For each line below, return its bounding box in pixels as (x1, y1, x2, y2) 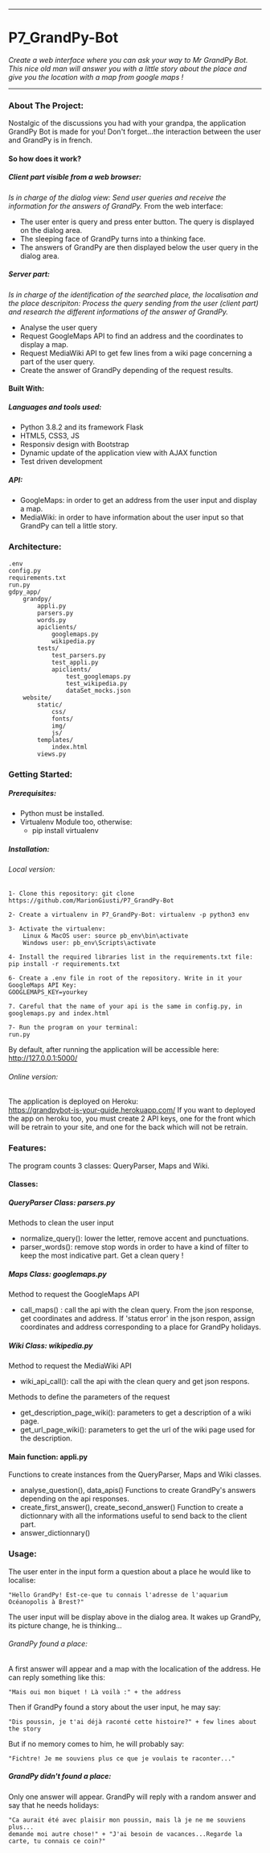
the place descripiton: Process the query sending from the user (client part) (8, 298, 259, 308)
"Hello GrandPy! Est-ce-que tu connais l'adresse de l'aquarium (8, 1590, 228, 1599)
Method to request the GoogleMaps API (8, 1290, 140, 1300)
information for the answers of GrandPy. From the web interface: (8, 201, 223, 210)
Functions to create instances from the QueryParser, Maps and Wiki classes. (8, 1470, 262, 1479)
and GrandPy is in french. (8, 135, 93, 145)
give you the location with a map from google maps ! (8, 72, 184, 81)
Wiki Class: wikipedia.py (8, 1341, 94, 1350)
